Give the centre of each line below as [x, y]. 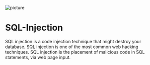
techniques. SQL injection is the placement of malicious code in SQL [75, 52]
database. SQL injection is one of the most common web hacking [72, 47]
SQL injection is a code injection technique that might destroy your [73, 41]
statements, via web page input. [38, 57]
